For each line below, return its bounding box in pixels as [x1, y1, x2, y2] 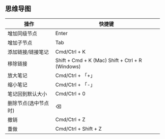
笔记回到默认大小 [7, 90, 48, 97]
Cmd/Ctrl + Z [55, 116, 86, 123]
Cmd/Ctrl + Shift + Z [55, 125, 102, 132]
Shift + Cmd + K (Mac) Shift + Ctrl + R [55, 57, 142, 64]
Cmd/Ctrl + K [55, 48, 86, 55]
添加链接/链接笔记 [7, 48, 49, 55]
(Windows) [55, 63, 81, 70]
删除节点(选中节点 [7, 100, 49, 106]
